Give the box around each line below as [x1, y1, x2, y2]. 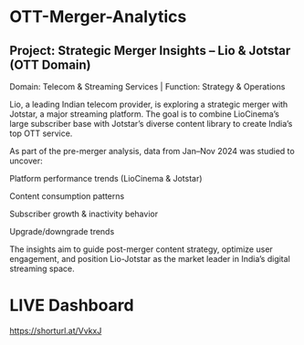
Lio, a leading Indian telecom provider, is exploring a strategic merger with [9, 99, 288, 110]
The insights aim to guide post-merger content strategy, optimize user [9, 244, 274, 255]
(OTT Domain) [9, 57, 91, 72]
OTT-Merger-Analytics [9, 6, 187, 27]
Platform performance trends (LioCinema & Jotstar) [9, 173, 203, 183]
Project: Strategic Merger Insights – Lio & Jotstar [9, 43, 291, 58]
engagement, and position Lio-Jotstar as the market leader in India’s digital [9, 254, 290, 264]
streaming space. [9, 263, 75, 274]
